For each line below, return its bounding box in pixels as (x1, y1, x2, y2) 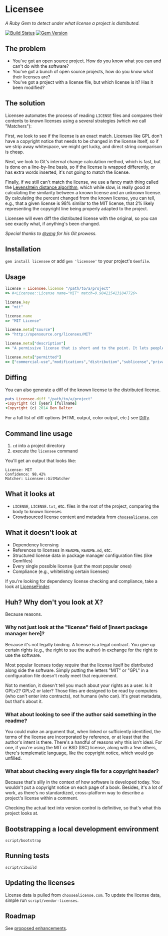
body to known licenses (12, 508, 61, 514)
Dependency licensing (12, 541, 59, 548)
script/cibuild (5, 865, 37, 870)
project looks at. (5, 810, 38, 816)
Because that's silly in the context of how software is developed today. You (5, 779, 160, 785)
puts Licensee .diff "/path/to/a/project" (5, 396, 93, 401)
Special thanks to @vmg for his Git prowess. (5, 230, 97, 237)
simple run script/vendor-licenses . (5, 897, 79, 903)
